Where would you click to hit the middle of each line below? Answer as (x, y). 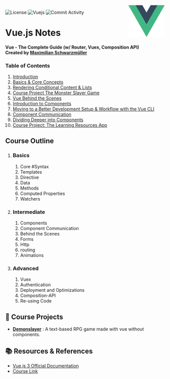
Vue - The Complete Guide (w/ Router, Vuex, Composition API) (72, 47)
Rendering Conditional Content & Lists (52, 88)
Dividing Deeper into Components (48, 120)
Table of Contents (28, 65)
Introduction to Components (42, 104)
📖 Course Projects (34, 317)
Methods (29, 188)
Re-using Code (36, 301)
